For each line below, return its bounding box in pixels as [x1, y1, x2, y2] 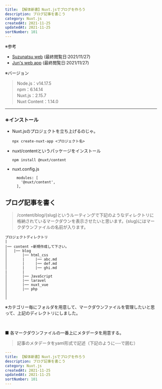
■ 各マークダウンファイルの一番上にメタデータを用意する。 [5, 330, 124, 336]
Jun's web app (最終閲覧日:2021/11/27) [12, 60, 89, 65]
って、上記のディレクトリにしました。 [5, 311, 81, 316]
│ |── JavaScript [5, 274, 53, 279]
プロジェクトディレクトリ [5, 235, 48, 240]
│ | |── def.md [5, 261, 57, 266]
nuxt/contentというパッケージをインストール [12, 148, 101, 154]
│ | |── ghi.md [5, 265, 57, 270]
